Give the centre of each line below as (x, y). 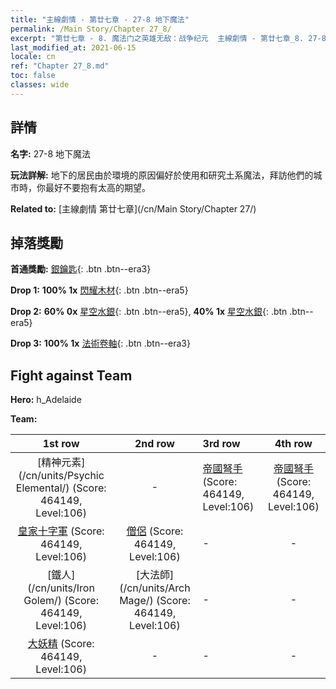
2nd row (154, 444)
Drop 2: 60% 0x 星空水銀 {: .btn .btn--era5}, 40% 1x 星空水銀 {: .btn (149, 312)
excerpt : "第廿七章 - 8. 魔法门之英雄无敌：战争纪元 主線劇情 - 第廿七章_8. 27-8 (168, 38)
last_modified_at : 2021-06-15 (73, 47)
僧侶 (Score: (155, 531)
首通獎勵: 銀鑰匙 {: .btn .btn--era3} (81, 269)
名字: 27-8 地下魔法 (51, 153)
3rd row (221, 444)
